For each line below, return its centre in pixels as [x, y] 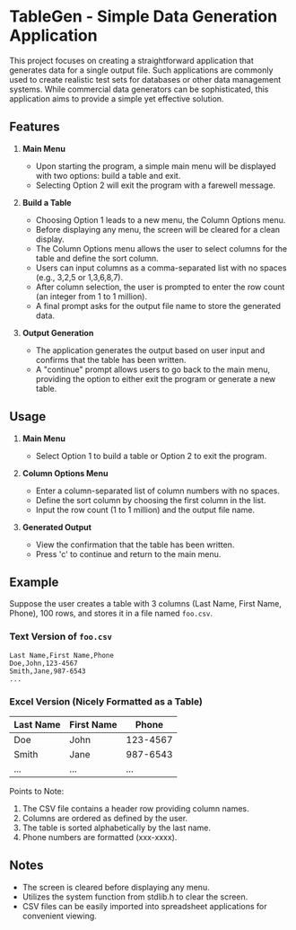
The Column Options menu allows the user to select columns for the [161, 248]
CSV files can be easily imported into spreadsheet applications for [144, 906]
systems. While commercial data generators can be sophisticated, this [139, 89]
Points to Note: [37, 791]
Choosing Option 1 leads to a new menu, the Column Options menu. [161, 220]
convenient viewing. [59, 916]
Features [35, 127]
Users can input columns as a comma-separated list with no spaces [161, 268]
